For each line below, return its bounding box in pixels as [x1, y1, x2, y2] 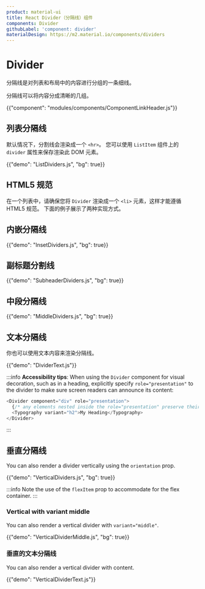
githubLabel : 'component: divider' [6, 26, 97, 32]
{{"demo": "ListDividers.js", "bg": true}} [6, 160, 106, 168]
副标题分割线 [6, 260, 55, 271]
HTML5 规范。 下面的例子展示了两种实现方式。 [6, 205, 124, 212]
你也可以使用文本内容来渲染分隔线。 [6, 349, 98, 356]
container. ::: [6, 492, 38, 500]
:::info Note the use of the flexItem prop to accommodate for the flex [6, 486, 180, 493]
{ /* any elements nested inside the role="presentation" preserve [12, 404, 184, 410]
